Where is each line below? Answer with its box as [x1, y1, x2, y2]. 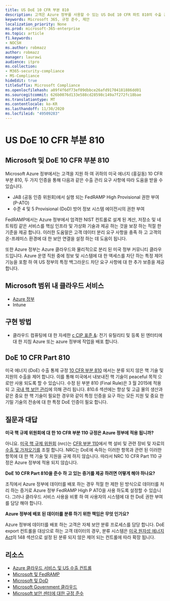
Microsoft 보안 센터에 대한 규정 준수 [12, 590, 84, 596]
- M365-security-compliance [5, 69, 65, 74]
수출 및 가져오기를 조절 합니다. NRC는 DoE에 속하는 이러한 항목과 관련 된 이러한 [5, 447, 162, 453]
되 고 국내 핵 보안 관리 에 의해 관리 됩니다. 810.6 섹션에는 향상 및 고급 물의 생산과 [5, 386, 163, 393]
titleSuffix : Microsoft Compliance [5, 83, 80, 88]
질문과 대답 [5, 415, 38, 424]
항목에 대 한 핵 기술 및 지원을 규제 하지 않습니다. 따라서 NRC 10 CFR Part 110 [5, 453, 157, 459]
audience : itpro [5, 59, 39, 64]
